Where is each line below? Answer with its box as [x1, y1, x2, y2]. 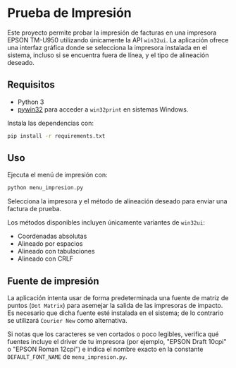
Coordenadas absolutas [17, 232, 87, 241]
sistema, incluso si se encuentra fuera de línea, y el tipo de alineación [7, 51, 209, 59]
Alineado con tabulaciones [17, 247, 95, 256]
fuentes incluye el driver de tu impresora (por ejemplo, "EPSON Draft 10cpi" [7, 338, 227, 346]
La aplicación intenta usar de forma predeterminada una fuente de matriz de [7, 294, 229, 302]
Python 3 [17, 97, 44, 106]
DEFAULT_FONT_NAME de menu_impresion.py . [7, 352, 128, 361]
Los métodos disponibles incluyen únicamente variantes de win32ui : [7, 218, 206, 227]
